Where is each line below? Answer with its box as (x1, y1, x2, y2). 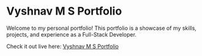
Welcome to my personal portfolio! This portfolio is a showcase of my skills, (6, 24, 197, 32)
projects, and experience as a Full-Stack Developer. (6, 30, 137, 38)
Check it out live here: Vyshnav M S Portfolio (6, 43, 119, 50)
